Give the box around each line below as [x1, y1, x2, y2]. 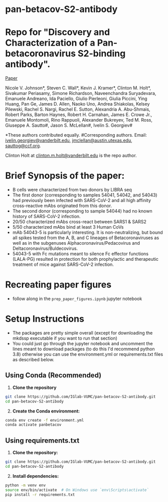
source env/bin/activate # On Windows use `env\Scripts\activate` [5, 487, 149, 492]
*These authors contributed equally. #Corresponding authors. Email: [5, 132, 147, 138]
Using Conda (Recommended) [5, 371, 102, 380]
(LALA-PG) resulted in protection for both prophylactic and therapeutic [12, 256, 159, 262]
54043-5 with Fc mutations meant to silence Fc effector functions [12, 251, 149, 257]
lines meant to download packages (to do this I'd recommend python [12, 346, 155, 352]
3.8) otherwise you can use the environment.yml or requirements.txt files [12, 351, 163, 357]
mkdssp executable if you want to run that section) [12, 335, 118, 341]
